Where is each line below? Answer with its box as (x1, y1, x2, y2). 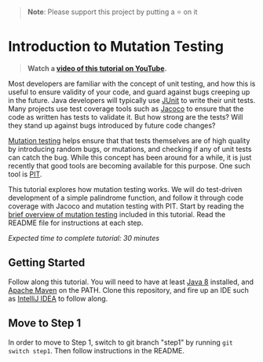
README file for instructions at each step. (8, 218, 144, 227)
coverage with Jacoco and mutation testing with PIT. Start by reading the (8, 201, 245, 211)
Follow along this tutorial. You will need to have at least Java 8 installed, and (8, 277, 254, 286)
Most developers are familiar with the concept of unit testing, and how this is (8, 79, 256, 88)
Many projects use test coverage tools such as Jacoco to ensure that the (8, 104, 244, 113)
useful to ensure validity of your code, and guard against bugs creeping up (8, 87, 250, 97)
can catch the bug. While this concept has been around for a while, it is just (8, 153, 252, 162)
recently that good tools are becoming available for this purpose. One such (8, 161, 250, 170)
